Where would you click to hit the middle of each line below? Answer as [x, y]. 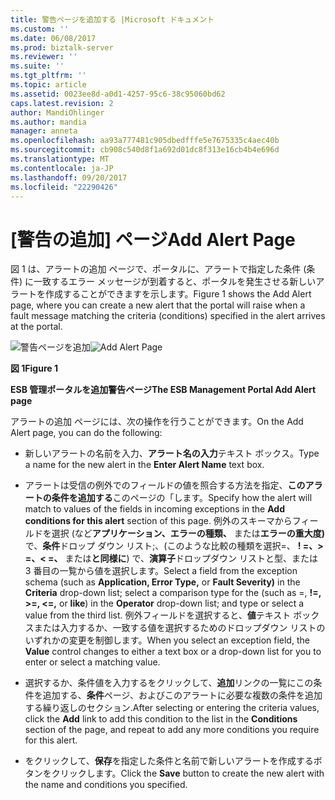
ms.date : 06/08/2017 [53, 38]
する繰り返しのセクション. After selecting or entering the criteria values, [172, 708]
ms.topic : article [48, 85]
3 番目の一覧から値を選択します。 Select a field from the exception [161, 571]
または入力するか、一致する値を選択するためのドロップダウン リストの [179, 628]
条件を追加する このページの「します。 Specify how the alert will [182, 498]
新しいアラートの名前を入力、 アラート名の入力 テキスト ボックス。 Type [172, 453]
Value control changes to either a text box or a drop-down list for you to [173, 652]
